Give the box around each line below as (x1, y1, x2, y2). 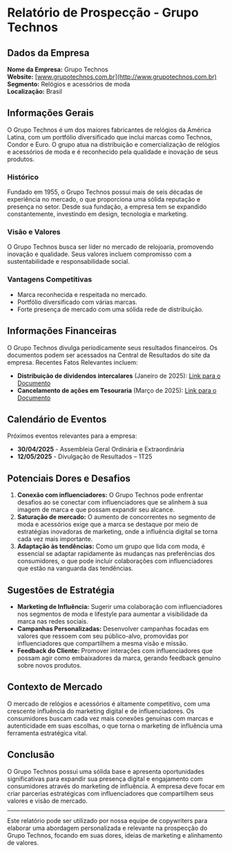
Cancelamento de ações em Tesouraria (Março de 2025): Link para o (17, 386, 217, 394)
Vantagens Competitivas (7, 275, 93, 284)
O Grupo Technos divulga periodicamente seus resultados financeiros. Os (7, 343, 217, 351)
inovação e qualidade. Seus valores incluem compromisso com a (7, 250, 192, 258)
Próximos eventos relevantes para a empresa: (7, 432, 137, 440)
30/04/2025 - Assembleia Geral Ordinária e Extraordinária (17, 445, 185, 454)
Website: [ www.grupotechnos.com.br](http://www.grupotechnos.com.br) (7, 72, 217, 81)
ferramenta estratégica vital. (7, 728, 88, 737)
